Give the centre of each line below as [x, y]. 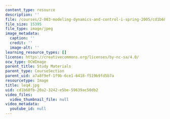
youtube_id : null [28, 109]
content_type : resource [30, 10]
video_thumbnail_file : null [39, 99]
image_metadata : [22, 33]
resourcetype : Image [27, 81]
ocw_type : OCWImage [26, 62]
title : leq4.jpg [22, 85]
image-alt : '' [25, 48]
